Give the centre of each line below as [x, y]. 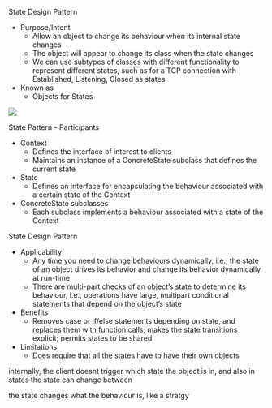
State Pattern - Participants [54, 127]
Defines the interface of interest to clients [102, 152]
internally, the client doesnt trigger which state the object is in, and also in [132, 371]
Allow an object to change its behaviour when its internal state [136, 36]
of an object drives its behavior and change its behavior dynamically [147, 269]
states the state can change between [70, 380]
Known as [37, 88]
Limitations [39, 347]
